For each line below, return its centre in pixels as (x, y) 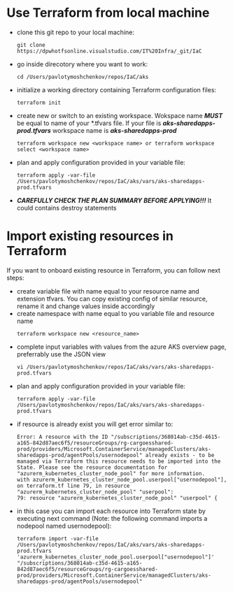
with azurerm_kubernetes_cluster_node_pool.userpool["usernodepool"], (122, 479)
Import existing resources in (90, 236)
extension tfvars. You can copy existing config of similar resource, (112, 298)
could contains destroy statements (66, 208)
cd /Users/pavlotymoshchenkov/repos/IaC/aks (83, 77)
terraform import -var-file (57, 539)
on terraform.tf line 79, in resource (73, 486)
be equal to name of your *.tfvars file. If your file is (89, 123)
